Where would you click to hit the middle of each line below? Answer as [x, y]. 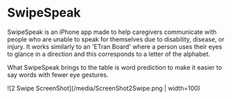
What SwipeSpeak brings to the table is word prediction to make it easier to [115, 67]
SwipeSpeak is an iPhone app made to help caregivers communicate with [112, 32]
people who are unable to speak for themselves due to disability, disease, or [116, 39]
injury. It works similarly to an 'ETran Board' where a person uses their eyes [115, 46]
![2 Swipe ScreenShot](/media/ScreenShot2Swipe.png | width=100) [104, 88]
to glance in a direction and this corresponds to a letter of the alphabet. [109, 54]
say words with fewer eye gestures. [58, 75]
